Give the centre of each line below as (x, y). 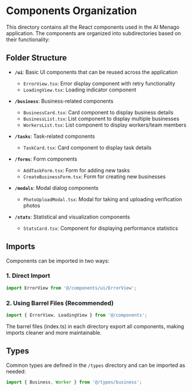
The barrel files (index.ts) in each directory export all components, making (95, 326)
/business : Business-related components (64, 101)
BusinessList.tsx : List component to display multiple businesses (101, 118)
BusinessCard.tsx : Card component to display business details (98, 112)
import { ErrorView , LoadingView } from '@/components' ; (77, 315)
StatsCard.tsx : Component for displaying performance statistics (101, 228)
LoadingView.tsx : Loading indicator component (80, 90)
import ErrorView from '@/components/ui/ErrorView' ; (71, 288)
